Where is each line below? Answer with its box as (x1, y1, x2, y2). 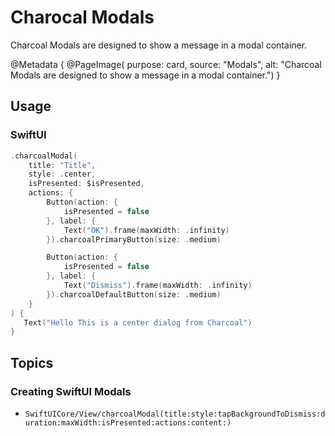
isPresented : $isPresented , (28, 179, 145, 189)
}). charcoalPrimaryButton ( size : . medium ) (46, 234, 222, 245)
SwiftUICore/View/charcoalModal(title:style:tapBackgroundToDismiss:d (24, 409, 326, 419)
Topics (10, 354, 54, 371)
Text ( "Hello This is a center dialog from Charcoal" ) (23, 317, 253, 328)
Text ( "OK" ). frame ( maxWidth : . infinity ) (63, 225, 230, 235)
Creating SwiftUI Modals (10, 384, 132, 398)
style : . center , (28, 169, 97, 180)
